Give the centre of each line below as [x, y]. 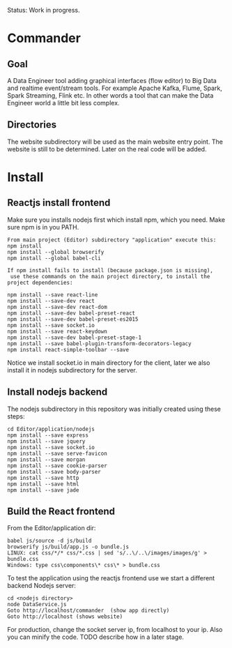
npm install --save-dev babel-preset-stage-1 [74, 338]
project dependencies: [40, 282]
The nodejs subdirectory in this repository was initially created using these [114, 409]
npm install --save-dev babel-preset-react [71, 313]
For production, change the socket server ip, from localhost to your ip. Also [115, 630]
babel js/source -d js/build [49, 541]
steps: [16, 416]
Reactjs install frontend [59, 203]
